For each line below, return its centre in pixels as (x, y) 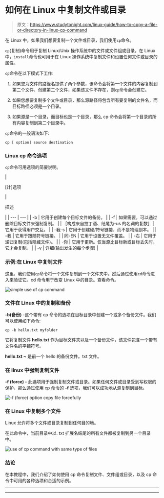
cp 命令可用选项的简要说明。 (33, 167)
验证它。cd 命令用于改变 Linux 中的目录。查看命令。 (66, 280)
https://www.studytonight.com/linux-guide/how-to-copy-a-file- (94, 24)
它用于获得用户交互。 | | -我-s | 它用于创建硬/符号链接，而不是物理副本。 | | (81, 230)
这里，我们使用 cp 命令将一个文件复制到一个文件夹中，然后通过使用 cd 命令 (78, 273)
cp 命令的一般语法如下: (27, 133)
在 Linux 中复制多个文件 (33, 411)
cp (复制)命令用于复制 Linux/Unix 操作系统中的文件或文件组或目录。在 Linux (80, 50)
